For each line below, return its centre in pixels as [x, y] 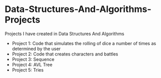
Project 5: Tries [28, 70]
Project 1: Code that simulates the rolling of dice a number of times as [84, 43]
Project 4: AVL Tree [32, 64]
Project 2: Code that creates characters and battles [65, 54]
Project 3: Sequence [33, 59]
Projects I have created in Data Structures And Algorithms [64, 33]
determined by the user [36, 48]
